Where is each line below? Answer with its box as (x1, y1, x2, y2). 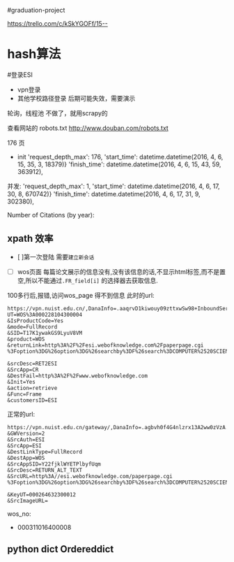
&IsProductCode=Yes (7, 317, 64, 324)
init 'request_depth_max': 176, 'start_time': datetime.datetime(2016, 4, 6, (17, 152, 224, 161)
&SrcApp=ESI (7, 442, 42, 449)
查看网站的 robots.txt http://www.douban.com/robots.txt (7, 124, 169, 132)
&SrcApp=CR (7, 366, 39, 373)
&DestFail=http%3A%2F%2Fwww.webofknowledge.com (7, 372, 148, 380)
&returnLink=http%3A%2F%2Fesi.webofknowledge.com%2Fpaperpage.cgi (7, 342, 204, 349)
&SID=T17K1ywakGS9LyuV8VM (7, 329, 82, 336)
